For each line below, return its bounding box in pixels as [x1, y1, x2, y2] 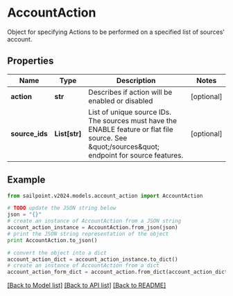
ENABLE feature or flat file [88, 124, 173, 134]
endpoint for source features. [88, 150, 184, 160]
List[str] [54, 129, 82, 138]
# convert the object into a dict [7, 249, 107, 257]
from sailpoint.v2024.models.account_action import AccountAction [7, 192, 203, 199]
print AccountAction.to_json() [7, 237, 98, 243]
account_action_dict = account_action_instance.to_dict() [7, 256, 178, 263]
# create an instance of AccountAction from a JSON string [7, 218, 182, 225]
